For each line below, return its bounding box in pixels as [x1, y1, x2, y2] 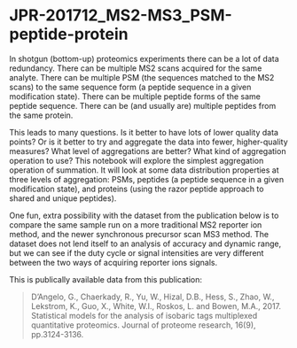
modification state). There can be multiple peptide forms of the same [9, 90, 262, 102]
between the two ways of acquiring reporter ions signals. [9, 257, 218, 267]
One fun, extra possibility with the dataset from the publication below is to [9, 210, 279, 220]
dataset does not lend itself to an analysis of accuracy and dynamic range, [9, 238, 282, 249]
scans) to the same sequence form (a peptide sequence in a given [9, 81, 252, 92]
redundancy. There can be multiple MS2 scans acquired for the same [9, 63, 262, 73]
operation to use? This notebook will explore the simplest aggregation [9, 155, 264, 166]
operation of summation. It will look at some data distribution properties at [9, 165, 279, 175]
